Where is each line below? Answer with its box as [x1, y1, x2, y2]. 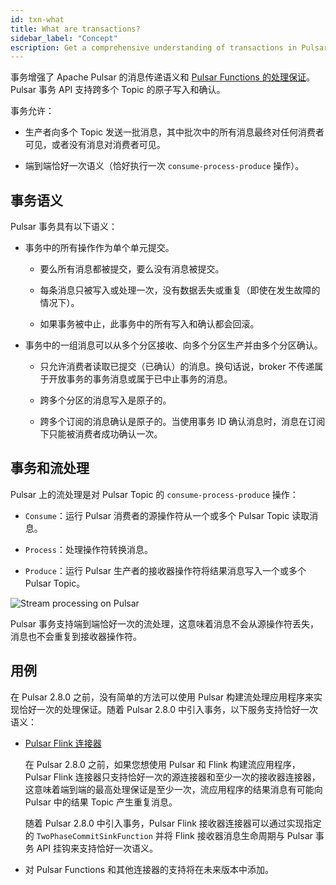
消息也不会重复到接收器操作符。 [10, 630, 142, 642]
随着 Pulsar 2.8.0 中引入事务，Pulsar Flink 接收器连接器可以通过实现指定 [24, 817, 322, 829]
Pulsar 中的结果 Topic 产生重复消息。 [24, 796, 178, 808]
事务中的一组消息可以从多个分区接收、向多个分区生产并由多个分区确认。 [24, 339, 323, 351]
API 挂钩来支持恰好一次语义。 [36, 842, 159, 854]
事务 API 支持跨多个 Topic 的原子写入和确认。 [38, 84, 226, 96]
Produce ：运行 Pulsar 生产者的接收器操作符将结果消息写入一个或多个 [24, 564, 307, 576]
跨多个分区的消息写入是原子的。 [39, 394, 172, 406]
